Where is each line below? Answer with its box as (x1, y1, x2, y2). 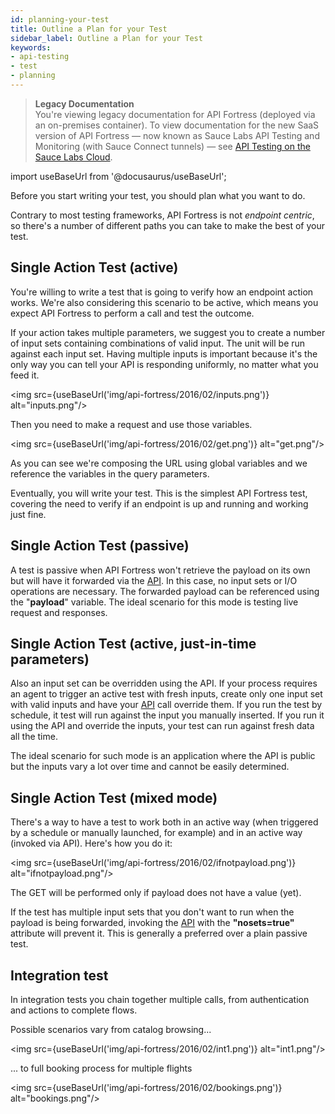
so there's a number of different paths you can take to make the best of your (10, 219, 326, 231)
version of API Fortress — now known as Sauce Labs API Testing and (34, 129, 320, 141)
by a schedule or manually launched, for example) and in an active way (10, 827, 303, 839)
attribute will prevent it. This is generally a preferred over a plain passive (10, 927, 308, 940)
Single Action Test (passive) (10, 537, 190, 555)
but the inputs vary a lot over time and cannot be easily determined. (10, 761, 290, 773)
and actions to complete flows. (10, 1004, 138, 1016)
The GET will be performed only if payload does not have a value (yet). (10, 887, 302, 899)
